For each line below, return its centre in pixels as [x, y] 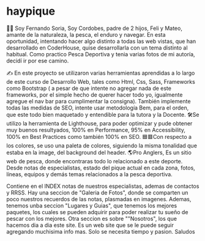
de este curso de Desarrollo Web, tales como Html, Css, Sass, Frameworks [101, 81]
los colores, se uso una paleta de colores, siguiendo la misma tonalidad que [102, 146]
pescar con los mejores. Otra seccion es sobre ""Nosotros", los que [92, 218]
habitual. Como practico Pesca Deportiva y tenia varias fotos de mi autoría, [101, 54]
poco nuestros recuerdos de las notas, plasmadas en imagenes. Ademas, [99, 199]
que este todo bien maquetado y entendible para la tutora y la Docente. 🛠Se [103, 114]
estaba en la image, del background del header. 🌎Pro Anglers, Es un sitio [99, 152]
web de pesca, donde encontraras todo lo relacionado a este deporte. [95, 161]
